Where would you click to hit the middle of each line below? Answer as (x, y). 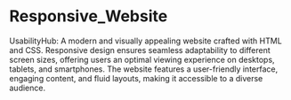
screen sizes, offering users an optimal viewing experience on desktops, (142, 59)
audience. (28, 88)
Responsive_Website (89, 16)
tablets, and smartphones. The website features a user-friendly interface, (144, 69)
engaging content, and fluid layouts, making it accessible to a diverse (136, 78)
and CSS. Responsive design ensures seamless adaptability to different (140, 50)
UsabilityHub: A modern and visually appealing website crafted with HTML (145, 41)
